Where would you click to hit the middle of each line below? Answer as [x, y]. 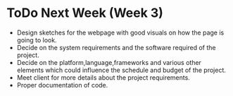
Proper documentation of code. [62, 85]
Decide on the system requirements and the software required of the [116, 47]
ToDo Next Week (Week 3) [85, 13]
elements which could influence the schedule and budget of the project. [121, 70]
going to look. [37, 40]
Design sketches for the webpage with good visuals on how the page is [120, 32]
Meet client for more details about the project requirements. [103, 77]
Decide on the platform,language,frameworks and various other [109, 62]
